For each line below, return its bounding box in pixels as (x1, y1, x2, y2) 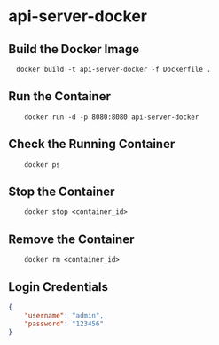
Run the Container (8, 89, 112, 104)
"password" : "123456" (24, 319, 104, 328)
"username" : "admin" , (24, 310, 104, 320)
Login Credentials (8, 279, 108, 294)
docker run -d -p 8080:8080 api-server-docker (24, 113, 199, 122)
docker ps (24, 160, 61, 169)
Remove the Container (8, 231, 135, 247)
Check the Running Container (8, 137, 176, 152)
